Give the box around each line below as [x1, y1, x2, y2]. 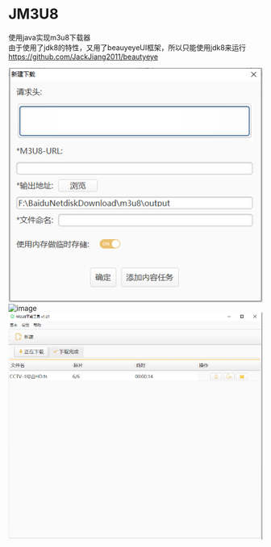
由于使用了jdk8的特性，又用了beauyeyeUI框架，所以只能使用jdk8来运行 [8, 42, 247, 53]
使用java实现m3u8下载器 [8, 32, 91, 42]
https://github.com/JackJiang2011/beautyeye [8, 52, 159, 61]
